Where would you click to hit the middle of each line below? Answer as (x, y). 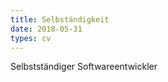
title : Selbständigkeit (60, 19)
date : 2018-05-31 (46, 29)
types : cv (31, 38)
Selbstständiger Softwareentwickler (84, 67)
